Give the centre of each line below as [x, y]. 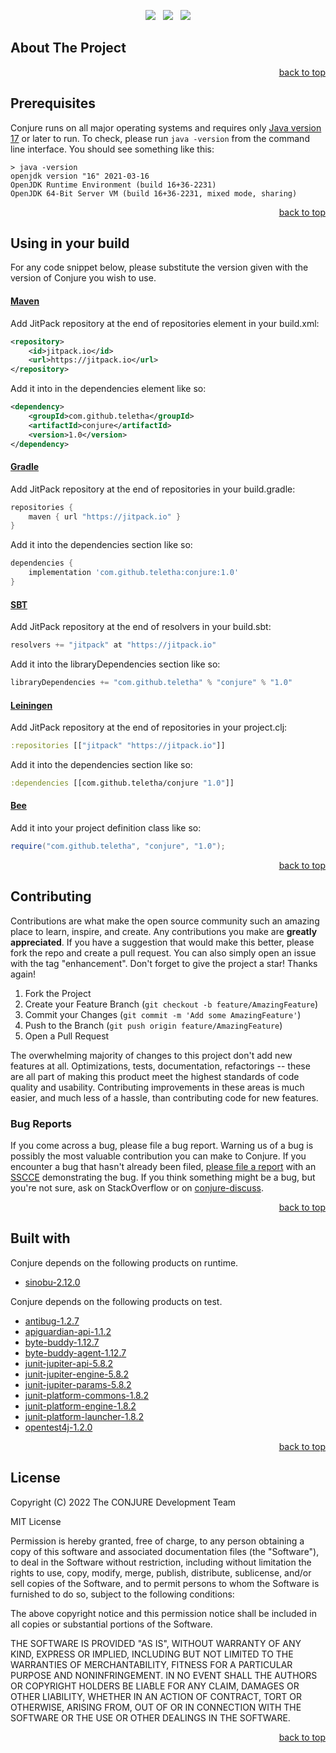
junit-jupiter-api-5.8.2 [69, 1363]
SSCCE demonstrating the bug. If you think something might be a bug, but [163, 1177]
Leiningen [31, 705]
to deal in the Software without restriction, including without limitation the [161, 1562]
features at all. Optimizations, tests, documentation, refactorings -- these [160, 1066]
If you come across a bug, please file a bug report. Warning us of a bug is [162, 1146]
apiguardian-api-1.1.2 [68, 1331]
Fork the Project [58, 993]
